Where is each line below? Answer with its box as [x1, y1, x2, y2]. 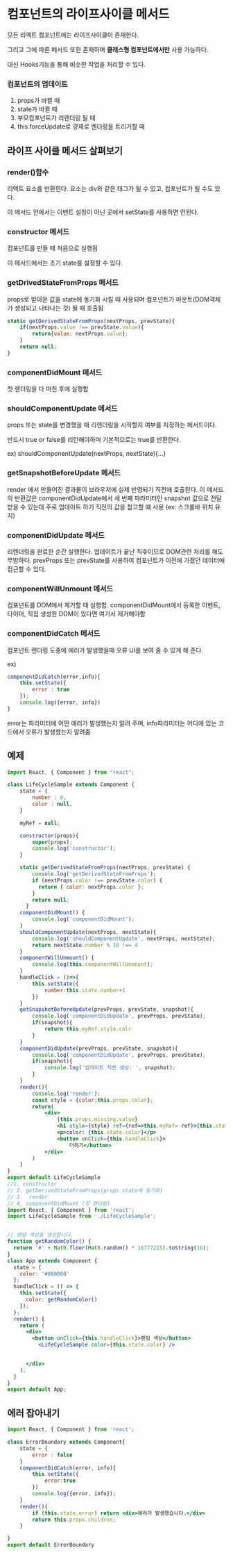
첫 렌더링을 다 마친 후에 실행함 [7, 385, 89, 393]
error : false [32, 1451, 73, 1458]
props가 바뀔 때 [17, 97, 60, 105]
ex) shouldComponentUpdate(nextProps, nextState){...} [7, 450, 166, 458]
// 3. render [7, 1193, 49, 1201]
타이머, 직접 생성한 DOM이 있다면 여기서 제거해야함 [7, 609, 146, 618]
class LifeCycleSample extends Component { [7, 781, 135, 789]
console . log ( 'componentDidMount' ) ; [32, 916, 135, 923]
